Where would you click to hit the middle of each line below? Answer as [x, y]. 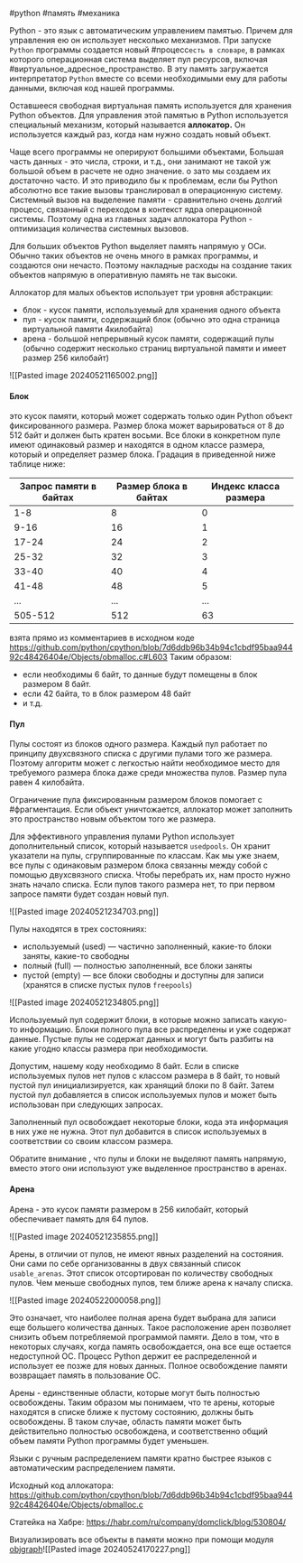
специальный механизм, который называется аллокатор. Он [128, 125]
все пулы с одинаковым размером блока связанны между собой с [139, 865]
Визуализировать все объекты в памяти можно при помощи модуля [142, 1540]
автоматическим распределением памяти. [92, 1467]
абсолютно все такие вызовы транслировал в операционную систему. [147, 190]
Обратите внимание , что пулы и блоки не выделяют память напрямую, [148, 1158]
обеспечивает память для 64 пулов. [79, 1219]
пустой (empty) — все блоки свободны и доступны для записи [143, 975]
